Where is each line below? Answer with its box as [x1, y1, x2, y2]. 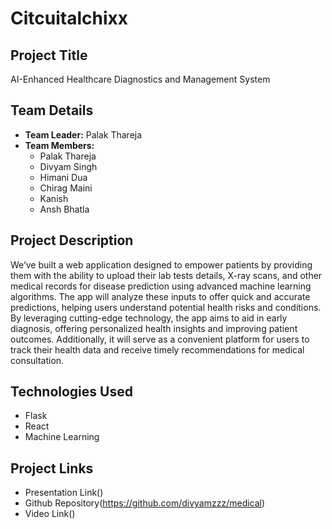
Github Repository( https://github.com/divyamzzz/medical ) [24, 497, 266, 509]
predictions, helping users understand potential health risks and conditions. [10, 301, 322, 313]
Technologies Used [10, 383, 133, 401]
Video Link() [24, 508, 76, 520]
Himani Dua [39, 171, 88, 183]
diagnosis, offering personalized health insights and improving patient [10, 322, 298, 334]
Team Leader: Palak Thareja [24, 128, 143, 141]
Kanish [39, 192, 69, 204]
